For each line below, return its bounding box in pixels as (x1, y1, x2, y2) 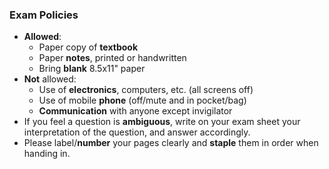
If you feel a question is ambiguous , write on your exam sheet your (23, 116, 301, 128)
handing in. (23, 148, 71, 160)
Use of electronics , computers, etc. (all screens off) (38, 84, 254, 96)
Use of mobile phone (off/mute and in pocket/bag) (38, 94, 247, 107)
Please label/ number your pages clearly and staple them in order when (23, 137, 319, 149)
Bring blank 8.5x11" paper (38, 63, 146, 75)
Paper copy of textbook (38, 41, 139, 53)
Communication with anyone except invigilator (38, 105, 233, 117)
